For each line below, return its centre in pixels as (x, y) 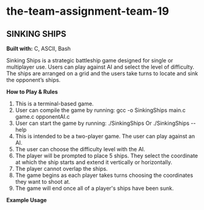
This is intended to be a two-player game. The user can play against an (105, 136)
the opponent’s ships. (34, 80)
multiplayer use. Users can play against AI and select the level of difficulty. (100, 67)
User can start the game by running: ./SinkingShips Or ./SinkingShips (102, 123)
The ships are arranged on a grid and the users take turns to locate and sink (102, 73)
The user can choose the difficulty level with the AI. (80, 149)
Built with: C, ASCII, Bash (39, 48)
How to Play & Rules (32, 92)
